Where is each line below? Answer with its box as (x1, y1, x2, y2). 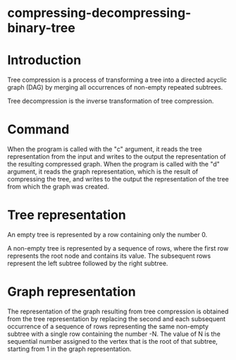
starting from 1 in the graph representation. (7, 344, 132, 353)
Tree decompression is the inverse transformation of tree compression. (7, 97, 214, 105)
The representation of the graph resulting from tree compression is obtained (7, 307, 229, 316)
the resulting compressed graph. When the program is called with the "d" (7, 160, 221, 169)
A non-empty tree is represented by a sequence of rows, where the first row (7, 244, 229, 252)
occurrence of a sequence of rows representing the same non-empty (7, 322, 209, 330)
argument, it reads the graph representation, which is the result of (7, 167, 199, 176)
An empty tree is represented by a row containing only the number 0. (7, 231, 208, 239)
